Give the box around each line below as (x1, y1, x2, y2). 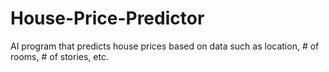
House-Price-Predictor (10, 7, 205, 30)
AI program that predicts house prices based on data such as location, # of (10, 40, 320, 52)
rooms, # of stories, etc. (10, 50, 109, 62)
